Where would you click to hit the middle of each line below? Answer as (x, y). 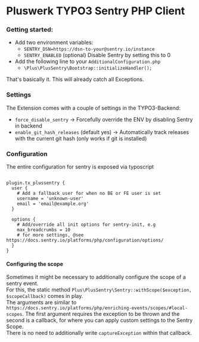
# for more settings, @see (50, 235)
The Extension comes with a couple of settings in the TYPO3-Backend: (93, 108)
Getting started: (30, 30)
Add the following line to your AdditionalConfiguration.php (88, 61)
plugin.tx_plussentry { (36, 183)
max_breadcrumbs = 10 (43, 230)
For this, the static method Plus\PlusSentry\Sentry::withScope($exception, (99, 290)
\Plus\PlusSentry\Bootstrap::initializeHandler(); (88, 69)
